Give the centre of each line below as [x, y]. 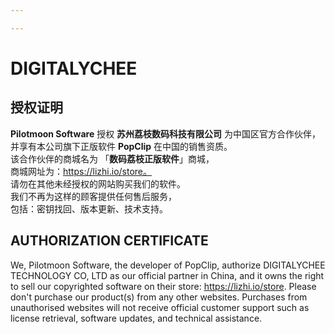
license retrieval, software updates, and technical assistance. [136, 318]
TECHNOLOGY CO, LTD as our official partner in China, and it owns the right [167, 275]
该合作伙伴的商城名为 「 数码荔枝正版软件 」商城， [112, 158]
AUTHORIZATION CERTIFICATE [109, 241]
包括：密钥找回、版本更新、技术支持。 [89, 208]
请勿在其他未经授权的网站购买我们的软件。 [98, 183]
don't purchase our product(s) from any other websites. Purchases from [159, 297]
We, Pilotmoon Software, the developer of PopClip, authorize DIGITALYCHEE [168, 265]
